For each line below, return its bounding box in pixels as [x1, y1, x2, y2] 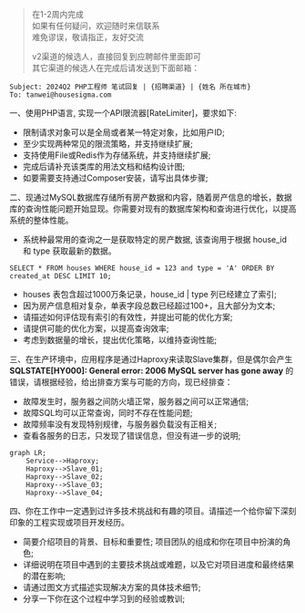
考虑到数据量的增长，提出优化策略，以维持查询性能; [22, 335, 218, 345]
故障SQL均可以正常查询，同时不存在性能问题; [22, 408, 193, 418]
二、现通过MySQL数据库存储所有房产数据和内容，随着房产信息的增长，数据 [9, 192, 293, 203]
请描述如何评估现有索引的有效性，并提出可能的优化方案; [22, 312, 234, 322]
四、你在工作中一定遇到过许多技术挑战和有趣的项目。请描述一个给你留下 [9, 505, 280, 516]
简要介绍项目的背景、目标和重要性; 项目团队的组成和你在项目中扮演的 [22, 536, 283, 546]
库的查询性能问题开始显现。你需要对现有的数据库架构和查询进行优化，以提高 [9, 203, 297, 213]
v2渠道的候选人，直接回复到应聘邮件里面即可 [31, 51, 202, 62]
